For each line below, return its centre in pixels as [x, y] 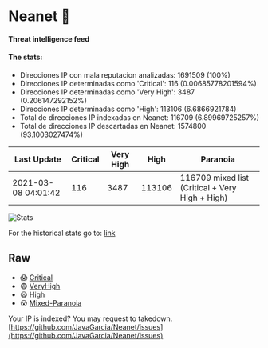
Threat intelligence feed [49, 38]
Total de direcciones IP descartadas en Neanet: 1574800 [113, 126]
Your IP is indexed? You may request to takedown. [91, 318]
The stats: [26, 57]
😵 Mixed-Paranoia [51, 302]
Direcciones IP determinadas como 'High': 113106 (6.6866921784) [128, 109]
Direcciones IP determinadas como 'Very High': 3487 [107, 92]
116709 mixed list [215, 178]
